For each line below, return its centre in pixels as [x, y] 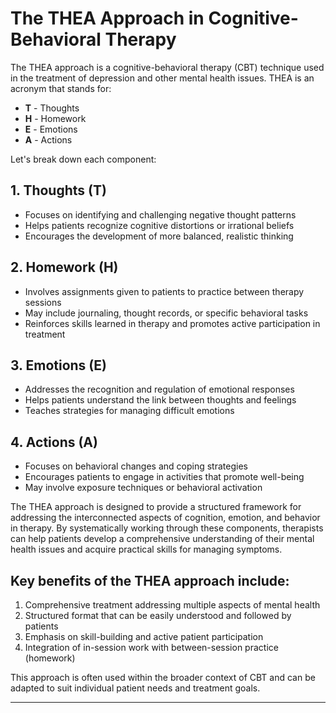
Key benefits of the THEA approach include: [150, 580]
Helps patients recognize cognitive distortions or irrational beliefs [159, 225]
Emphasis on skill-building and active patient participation [144, 636]
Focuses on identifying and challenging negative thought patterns [160, 214]
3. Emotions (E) [58, 365]
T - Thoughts [52, 108]
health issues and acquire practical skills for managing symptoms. [146, 549]
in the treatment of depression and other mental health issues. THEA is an [162, 78]
